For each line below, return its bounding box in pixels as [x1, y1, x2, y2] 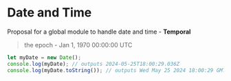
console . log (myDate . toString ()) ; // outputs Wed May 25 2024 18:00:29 [7, 67, 214, 73]
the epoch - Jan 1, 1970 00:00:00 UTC [23, 40, 133, 49]
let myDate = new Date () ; [7, 54, 81, 61]
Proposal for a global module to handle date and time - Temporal [7, 27, 191, 36]
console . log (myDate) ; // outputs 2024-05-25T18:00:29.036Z [7, 60, 180, 67]
